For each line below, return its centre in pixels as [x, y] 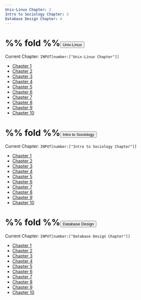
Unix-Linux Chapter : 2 [28, 10]
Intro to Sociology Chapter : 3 [37, 14]
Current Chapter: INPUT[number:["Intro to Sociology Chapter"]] [71, 146]
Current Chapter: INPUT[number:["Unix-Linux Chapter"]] [62, 56]
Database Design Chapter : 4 [34, 19]
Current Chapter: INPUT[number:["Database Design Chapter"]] [68, 236]
